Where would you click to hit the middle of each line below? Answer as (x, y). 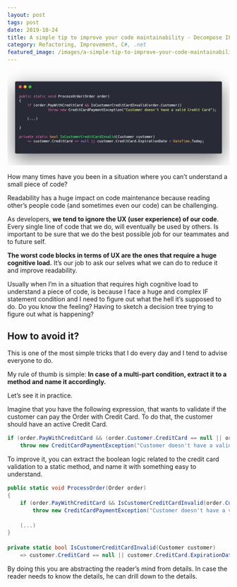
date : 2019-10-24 (33, 30)
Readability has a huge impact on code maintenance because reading (109, 197)
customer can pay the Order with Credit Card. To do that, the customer (110, 417)
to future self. (27, 241)
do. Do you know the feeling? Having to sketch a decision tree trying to (110, 306)
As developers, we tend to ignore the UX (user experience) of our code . (113, 219)
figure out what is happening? (50, 314)
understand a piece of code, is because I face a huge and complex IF (108, 291)
